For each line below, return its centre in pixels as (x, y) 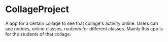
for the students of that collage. (38, 34)
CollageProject (37, 9)
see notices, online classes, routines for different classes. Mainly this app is (84, 28)
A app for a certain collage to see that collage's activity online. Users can (82, 23)
